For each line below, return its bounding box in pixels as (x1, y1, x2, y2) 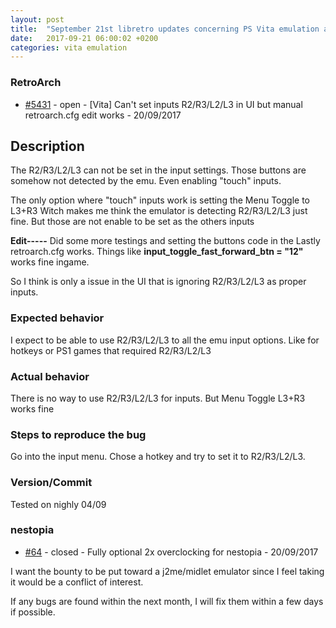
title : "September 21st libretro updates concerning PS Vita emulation (10, 24, 320, 34)
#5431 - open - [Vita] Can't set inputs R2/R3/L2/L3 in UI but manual (24, 98, 303, 110)
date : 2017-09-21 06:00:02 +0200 (10, 33, 159, 43)
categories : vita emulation (10, 42, 128, 53)
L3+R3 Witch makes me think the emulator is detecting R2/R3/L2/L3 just (10, 205, 308, 217)
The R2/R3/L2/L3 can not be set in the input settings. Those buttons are (10, 164, 307, 176)
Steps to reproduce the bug (10, 427, 147, 441)
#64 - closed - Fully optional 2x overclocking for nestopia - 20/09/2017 (24, 546, 319, 558)
